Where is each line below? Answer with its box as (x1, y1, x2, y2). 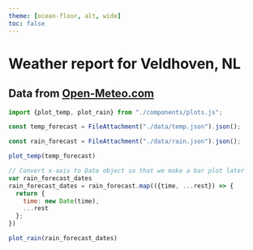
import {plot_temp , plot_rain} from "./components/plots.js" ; (8, 108, 223, 116)
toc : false (8, 19, 45, 28)
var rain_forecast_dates (8, 174, 92, 183)
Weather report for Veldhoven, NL (8, 54, 242, 73)
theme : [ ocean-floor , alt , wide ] (8, 11, 122, 20)
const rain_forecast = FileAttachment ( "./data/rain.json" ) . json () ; (8, 137, 242, 146)
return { (15, 189, 45, 197)
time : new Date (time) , (23, 196, 100, 205)
